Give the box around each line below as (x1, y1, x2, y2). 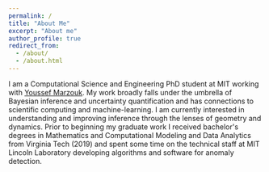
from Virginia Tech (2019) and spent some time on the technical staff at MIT (8, 139, 260, 149)
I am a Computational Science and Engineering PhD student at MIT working (8, 78, 259, 89)
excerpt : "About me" (8, 27, 78, 35)
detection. (8, 156, 43, 166)
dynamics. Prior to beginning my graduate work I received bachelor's (8, 122, 239, 132)
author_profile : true (8, 34, 82, 43)
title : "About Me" (8, 19, 70, 27)
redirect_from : (8, 42, 60, 50)
